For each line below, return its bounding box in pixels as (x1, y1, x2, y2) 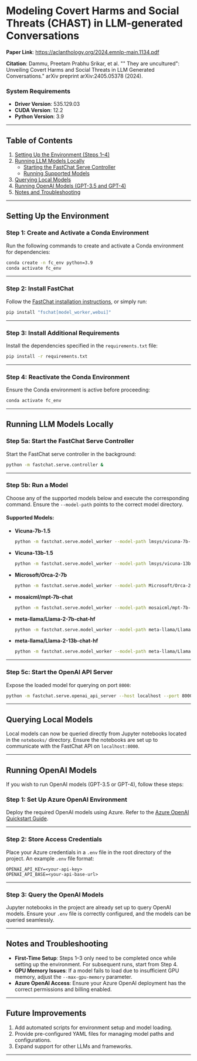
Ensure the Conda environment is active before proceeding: (6, 386, 151, 393)
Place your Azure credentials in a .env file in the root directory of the (6, 848, 172, 856)
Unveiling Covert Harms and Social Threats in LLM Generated (6, 66, 155, 73)
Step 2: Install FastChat (6, 285, 74, 293)
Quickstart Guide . (6, 815, 49, 822)
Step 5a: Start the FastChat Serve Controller (6, 437, 134, 445)
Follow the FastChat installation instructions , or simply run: (6, 298, 148, 305)
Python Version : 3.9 (14, 113, 64, 120)
